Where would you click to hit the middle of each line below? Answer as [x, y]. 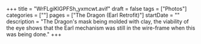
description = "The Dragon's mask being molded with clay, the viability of [97, 21]
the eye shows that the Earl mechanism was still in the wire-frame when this [101, 28]
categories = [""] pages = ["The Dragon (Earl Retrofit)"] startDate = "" [93, 15]
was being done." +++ [34, 34]
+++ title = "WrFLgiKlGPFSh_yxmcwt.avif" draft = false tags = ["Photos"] [97, 9]
